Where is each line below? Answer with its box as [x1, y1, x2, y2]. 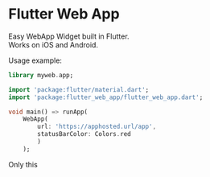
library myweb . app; [8, 71, 74, 79]
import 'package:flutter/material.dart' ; [8, 85, 150, 93]
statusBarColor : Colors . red [37, 130, 131, 138]
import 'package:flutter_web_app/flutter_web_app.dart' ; [8, 93, 204, 101]
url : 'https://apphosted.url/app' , [37, 122, 157, 131]
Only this [8, 159, 38, 169]
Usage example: [8, 56, 63, 65]
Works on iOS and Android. [8, 39, 99, 49]
